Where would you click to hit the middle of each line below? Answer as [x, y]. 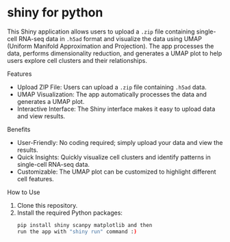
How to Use [24, 192]
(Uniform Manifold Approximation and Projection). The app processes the [111, 46]
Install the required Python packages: [70, 213]
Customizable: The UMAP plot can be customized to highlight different [117, 172]
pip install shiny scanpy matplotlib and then [85, 225]
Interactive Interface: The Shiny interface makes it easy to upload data [116, 109]
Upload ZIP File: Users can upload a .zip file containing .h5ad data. [112, 87]
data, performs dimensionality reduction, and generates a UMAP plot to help [115, 53]
